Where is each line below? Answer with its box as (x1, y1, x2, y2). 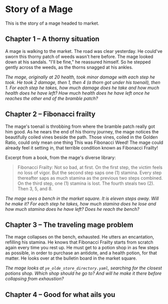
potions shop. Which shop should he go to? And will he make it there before (5, 270, 162, 276)
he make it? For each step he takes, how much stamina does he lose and (5, 200, 156, 207)
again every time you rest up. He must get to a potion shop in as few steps (5, 245, 159, 251)
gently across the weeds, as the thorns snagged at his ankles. (5, 64, 133, 70)
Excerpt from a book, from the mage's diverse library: (5, 155, 116, 161)
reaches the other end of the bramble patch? (5, 95, 98, 101)
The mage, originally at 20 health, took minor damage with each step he (5, 74, 155, 80)
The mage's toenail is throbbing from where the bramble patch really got (5, 123, 155, 129)
